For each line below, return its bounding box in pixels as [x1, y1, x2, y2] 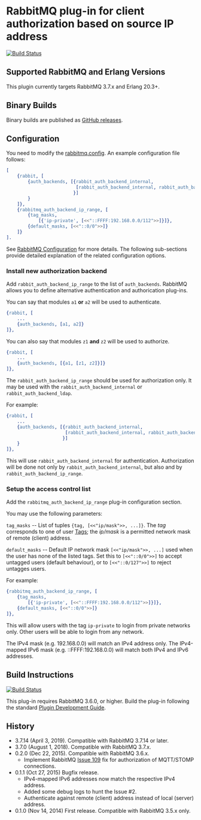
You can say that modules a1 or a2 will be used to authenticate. [6, 298, 162, 306]
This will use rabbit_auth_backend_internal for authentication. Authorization [6, 457, 194, 465]
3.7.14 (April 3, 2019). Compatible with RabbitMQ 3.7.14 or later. [14, 737, 169, 744]
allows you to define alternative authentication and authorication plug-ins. [6, 287, 188, 294]
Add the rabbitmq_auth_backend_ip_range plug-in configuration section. [6, 498, 182, 505]
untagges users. [6, 565, 47, 573]
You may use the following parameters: [6, 510, 103, 517]
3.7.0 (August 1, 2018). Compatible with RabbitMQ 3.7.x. [14, 743, 151, 751]
